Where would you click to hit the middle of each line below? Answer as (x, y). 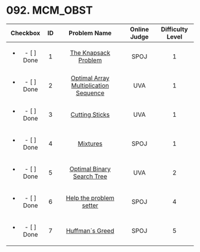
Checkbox (26, 33)
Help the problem (90, 198)
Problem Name (90, 33)
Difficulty (175, 29)
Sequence (90, 93)
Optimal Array (90, 78)
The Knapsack (90, 52)
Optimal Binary (90, 169)
